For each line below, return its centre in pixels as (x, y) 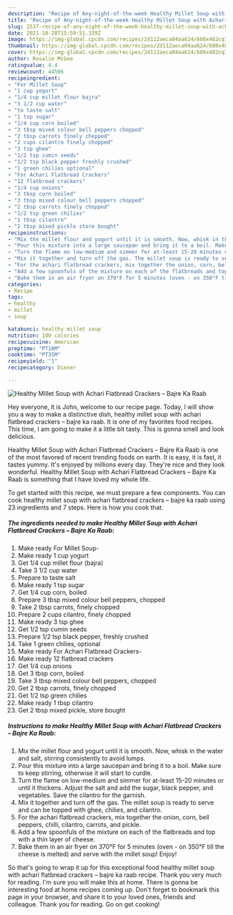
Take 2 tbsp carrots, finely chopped (69, 607)
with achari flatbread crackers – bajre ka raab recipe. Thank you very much (115, 875)
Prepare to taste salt (47, 577)
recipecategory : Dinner (42, 368)
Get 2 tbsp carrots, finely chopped (67, 688)
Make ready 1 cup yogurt (53, 555)
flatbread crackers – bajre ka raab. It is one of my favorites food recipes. (111, 421)
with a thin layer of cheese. (56, 839)
